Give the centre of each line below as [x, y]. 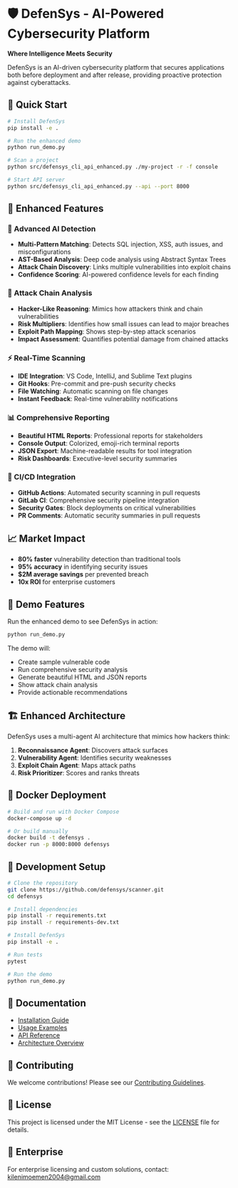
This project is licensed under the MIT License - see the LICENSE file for [113, 1122]
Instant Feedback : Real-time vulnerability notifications [98, 399]
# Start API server [36, 180]
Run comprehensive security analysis [73, 670]
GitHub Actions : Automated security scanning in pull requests [109, 492]
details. [18, 1130]
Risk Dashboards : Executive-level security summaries [97, 459]
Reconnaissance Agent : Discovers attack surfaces [93, 750]
